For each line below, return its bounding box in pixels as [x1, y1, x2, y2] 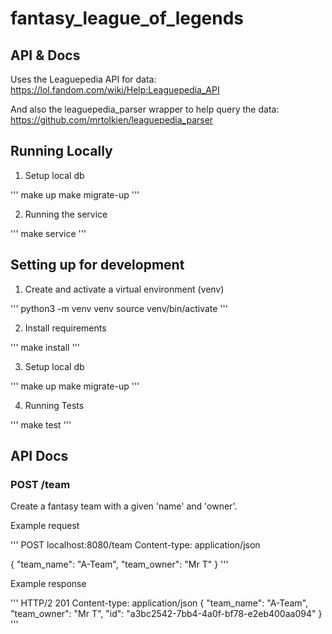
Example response [10, 578, 87, 590]
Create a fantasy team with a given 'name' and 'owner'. [10, 500, 238, 512]
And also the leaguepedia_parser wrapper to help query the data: [10, 103, 280, 115]
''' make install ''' [10, 341, 80, 353]
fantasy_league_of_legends [10, 7, 245, 30]
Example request [10, 520, 80, 532]
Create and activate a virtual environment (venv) [24, 283, 225, 295]
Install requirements [24, 322, 107, 334]
